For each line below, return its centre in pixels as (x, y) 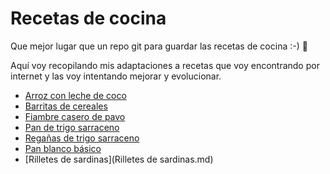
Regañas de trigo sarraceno (82, 138)
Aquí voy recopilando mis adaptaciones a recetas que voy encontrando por (165, 65)
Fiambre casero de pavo (75, 116)
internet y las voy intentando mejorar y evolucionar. (116, 76)
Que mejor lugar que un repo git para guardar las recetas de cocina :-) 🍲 (159, 46)
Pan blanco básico (63, 148)
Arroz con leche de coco (75, 95)
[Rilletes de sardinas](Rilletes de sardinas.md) (119, 159)
